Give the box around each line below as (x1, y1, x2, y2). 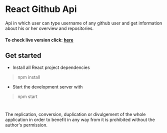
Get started (5, 51, 41, 59)
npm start (17, 93, 37, 99)
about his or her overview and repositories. (5, 25, 94, 31)
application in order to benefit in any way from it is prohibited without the (5, 116, 155, 122)
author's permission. (5, 121, 47, 128)
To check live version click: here (5, 36, 73, 43)
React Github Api (5, 3, 77, 15)
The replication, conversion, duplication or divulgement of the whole (5, 111, 146, 117)
